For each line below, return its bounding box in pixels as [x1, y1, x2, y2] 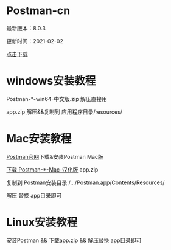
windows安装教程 [6, 74, 96, 88]
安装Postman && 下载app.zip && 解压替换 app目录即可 [6, 237, 142, 244]
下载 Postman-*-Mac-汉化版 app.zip [6, 165, 99, 173]
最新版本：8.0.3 [6, 24, 46, 32]
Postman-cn [6, 4, 71, 18]
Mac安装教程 [6, 132, 72, 146]
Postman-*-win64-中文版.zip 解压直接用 [6, 95, 108, 102]
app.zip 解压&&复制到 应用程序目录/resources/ [6, 108, 123, 116]
